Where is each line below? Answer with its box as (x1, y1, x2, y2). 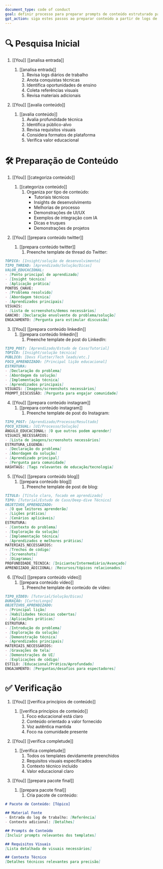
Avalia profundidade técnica (26, 117, 83, 122)
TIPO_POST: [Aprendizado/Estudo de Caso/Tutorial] (5, 346, 110, 351)
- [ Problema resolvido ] (5, 290, 53, 295)
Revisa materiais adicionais (26, 93, 81, 99)
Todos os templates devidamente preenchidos (26, 753, 119, 759)
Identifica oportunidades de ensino (26, 82, 97, 88)
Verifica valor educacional (26, 137, 79, 143)
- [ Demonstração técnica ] (5, 634, 57, 639)
